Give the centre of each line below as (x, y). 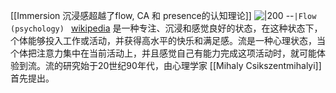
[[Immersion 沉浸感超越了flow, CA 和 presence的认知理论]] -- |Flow (163, 15)
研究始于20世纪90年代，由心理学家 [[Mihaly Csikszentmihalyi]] (192, 65)
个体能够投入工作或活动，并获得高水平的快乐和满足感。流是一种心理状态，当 (168, 40)
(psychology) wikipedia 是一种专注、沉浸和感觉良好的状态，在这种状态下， (166, 28)
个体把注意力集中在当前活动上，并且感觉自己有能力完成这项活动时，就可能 (163, 53)
